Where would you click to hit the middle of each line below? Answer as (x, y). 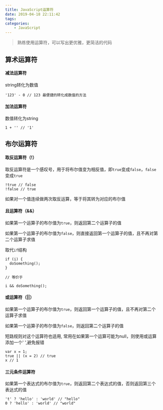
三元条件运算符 (20, 372)
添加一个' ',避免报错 (25, 342)
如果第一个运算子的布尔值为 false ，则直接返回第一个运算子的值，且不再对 (79, 233)
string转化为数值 (22, 85)
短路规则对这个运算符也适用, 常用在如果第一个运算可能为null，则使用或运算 (81, 336)
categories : (17, 23)
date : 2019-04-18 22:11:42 (33, 14)
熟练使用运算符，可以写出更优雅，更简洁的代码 (64, 43)
